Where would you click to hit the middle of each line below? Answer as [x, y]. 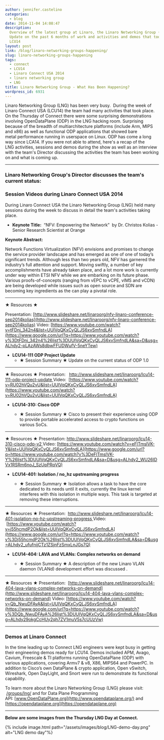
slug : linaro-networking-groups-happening [49, 55]
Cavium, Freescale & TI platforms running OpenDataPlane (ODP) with [74, 658]
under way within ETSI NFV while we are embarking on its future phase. [77, 275]
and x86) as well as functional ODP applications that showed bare [71, 132]
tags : [10, 60]
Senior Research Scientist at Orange [49, 230]
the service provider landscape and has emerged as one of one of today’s [79, 254]
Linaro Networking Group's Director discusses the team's [75, 175]
